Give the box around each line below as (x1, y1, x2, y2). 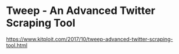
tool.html (6, 42, 28, 49)
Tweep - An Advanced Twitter (6, 4, 155, 17)
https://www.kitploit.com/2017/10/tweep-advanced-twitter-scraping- (6, 35, 173, 42)
